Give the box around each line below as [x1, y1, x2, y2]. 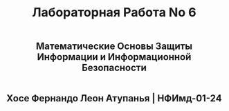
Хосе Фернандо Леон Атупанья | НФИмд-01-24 [6, 92, 222, 104]
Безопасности [82, 61, 147, 73]
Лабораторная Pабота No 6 [32, 5, 196, 21]
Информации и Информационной [37, 51, 192, 63]
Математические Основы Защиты [35, 40, 193, 52]
